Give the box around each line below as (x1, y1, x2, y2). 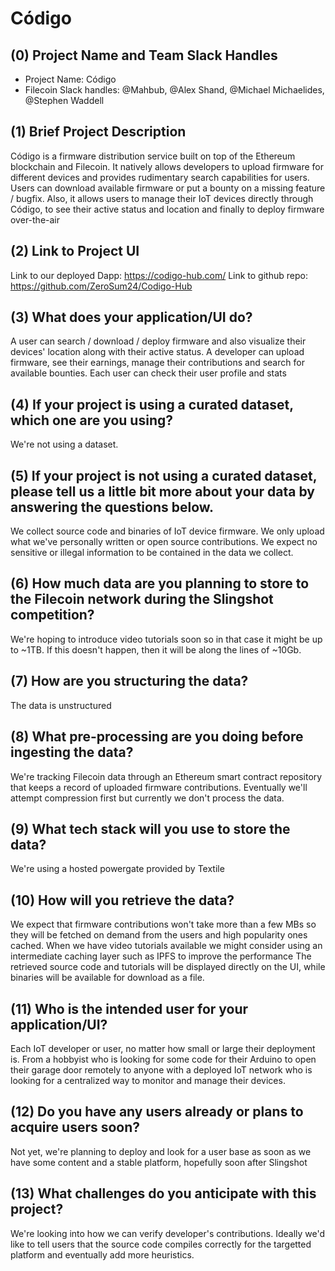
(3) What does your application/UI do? (10, 309, 253, 326)
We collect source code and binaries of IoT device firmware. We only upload (10, 525, 325, 537)
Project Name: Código (24, 73, 117, 85)
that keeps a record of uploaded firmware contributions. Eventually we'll (10, 781, 308, 793)
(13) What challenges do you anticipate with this (10, 1185, 317, 1202)
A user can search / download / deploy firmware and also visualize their (10, 335, 307, 347)
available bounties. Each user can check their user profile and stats (10, 367, 287, 379)
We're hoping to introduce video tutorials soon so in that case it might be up (10, 633, 323, 645)
